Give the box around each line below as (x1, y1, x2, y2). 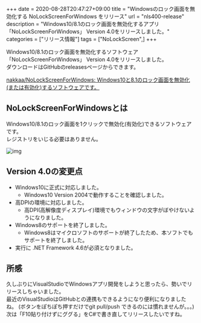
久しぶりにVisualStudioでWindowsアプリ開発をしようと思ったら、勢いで (6, 280, 187, 288)
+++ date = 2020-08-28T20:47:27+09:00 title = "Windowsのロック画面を (6, 5, 190, 12)
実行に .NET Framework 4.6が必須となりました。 (14, 244, 137, 251)
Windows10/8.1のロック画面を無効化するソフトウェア (6, 48, 139, 56)
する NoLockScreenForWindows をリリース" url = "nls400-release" (16, 13, 185, 20)
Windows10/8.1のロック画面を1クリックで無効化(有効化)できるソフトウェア (6, 120, 192, 127)
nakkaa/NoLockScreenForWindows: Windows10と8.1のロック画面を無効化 (6, 76, 190, 83)
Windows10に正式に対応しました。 (14, 184, 103, 191)
